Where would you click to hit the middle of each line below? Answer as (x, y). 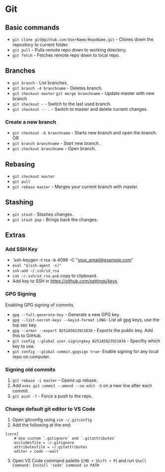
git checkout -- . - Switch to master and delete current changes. (80, 109)
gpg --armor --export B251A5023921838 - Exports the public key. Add (82, 330)
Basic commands (32, 28)
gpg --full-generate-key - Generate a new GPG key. (66, 314)
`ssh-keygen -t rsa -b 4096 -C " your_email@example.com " (73, 260)
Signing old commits (30, 369)
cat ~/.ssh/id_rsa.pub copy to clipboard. (55, 276)
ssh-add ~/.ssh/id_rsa (36, 271)
